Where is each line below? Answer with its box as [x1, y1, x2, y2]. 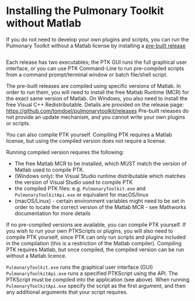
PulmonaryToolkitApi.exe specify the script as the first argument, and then [6, 282, 186, 289]
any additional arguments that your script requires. [6, 288, 128, 295]
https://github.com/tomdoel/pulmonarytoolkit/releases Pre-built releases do [6, 107, 189, 114]
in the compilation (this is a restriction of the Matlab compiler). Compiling [6, 240, 182, 247]
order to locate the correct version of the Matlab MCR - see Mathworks [14, 203, 186, 210]
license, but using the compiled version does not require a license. [6, 137, 166, 144]
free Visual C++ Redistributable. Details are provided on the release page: [6, 101, 184, 108]
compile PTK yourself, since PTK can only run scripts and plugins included [6, 233, 186, 241]
